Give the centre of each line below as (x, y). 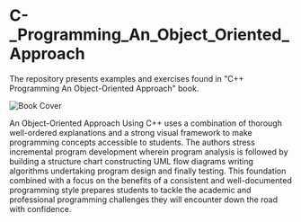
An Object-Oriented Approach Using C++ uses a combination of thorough (146, 123)
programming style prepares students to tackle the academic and (130, 190)
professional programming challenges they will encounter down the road (144, 200)
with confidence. (40, 209)
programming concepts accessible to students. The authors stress (133, 142)
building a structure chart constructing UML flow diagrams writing (132, 161)
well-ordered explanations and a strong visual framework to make (131, 132)
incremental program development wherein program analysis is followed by (149, 151)
